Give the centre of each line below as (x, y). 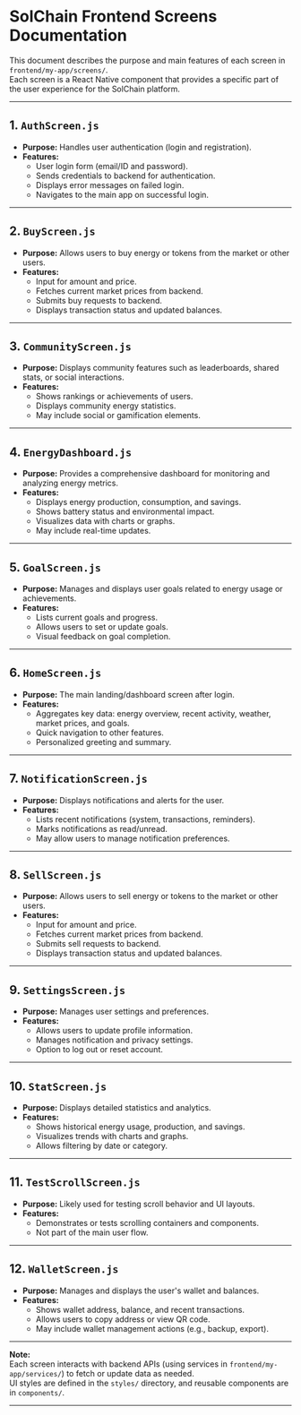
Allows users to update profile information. (114, 1031)
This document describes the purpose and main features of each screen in (147, 60)
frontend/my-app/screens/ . (59, 70)
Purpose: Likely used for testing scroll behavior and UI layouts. (138, 1204)
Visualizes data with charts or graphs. (105, 521)
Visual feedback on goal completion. (103, 636)
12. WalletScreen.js (64, 1269)
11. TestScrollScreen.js (75, 1183)
